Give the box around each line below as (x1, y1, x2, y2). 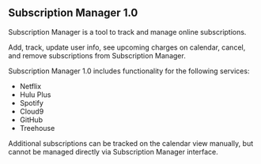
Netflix (19, 81, 42, 91)
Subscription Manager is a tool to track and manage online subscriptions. (8, 27, 247, 36)
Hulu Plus (19, 90, 51, 99)
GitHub (19, 114, 43, 125)
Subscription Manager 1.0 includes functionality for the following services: (8, 66, 250, 76)
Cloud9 (19, 106, 44, 116)
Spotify (19, 98, 43, 107)
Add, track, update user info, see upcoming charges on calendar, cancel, (8, 43, 246, 52)
